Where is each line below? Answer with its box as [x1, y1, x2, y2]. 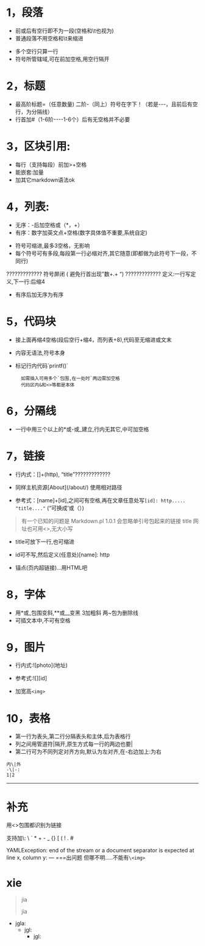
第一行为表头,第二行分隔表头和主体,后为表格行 [15, 732, 131, 740]
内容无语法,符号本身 [15, 349, 65, 356]
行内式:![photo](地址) [15, 661, 68, 669]
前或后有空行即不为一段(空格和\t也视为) [15, 27, 114, 34]
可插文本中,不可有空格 [15, 616, 71, 624]
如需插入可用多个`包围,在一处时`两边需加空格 [21, 375, 120, 381]
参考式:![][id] [15, 674, 48, 682]
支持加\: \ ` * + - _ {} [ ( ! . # [6, 835, 74, 842]
